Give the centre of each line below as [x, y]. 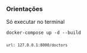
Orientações [24, 9]
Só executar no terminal [35, 22]
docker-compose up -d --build [44, 33]
